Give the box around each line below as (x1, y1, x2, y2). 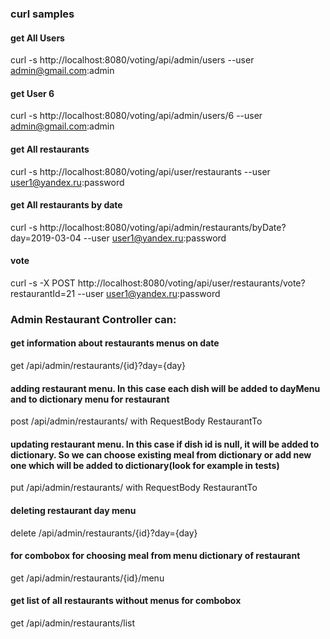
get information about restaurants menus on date (10, 337, 220, 349)
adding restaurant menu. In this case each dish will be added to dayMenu (10, 382, 321, 394)
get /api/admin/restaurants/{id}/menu (10, 572, 165, 584)
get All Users (10, 32, 65, 44)
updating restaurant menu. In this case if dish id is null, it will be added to (10, 438, 320, 450)
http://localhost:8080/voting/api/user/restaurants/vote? (77, 277, 306, 289)
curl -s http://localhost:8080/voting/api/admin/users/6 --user (10, 110, 263, 122)
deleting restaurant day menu (10, 505, 137, 517)
